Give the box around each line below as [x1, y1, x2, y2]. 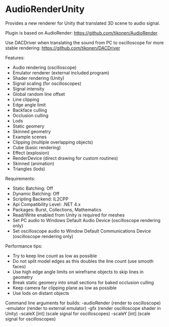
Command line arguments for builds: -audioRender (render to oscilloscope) [5, 300, 161, 306]
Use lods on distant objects [12, 290, 69, 296]
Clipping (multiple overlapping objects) [12, 139, 93, 145]
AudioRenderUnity [5, 4, 84, 15]
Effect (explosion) [12, 150, 49, 156]
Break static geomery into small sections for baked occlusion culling [12, 279, 154, 285]
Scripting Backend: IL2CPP [12, 196, 69, 202]
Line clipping [12, 96, 39, 102]
